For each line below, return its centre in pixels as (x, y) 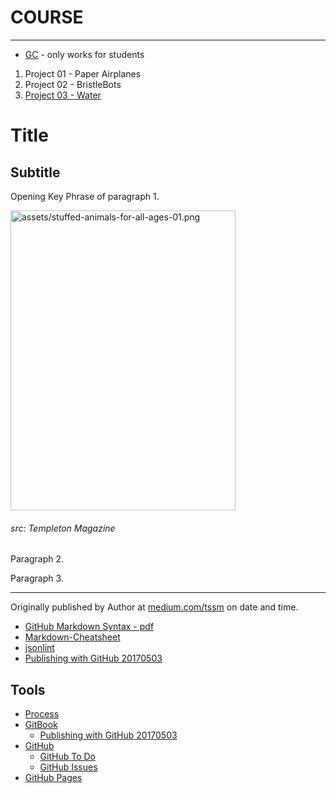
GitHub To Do (67, 756)
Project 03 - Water (63, 95)
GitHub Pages (53, 777)
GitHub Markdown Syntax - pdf (89, 627)
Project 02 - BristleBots (73, 84)
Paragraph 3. (37, 578)
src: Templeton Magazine (63, 528)
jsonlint (39, 648)
